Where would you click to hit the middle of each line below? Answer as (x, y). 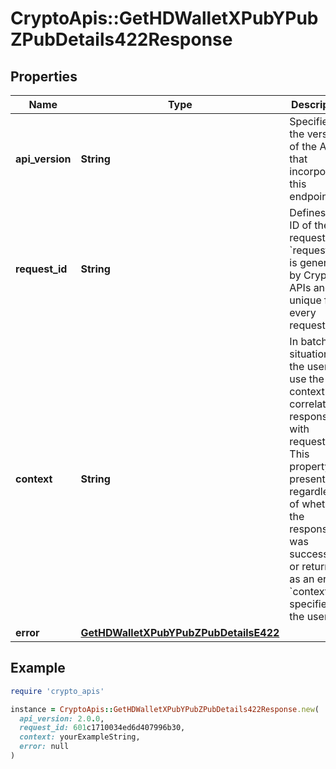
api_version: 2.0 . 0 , (62, 718)
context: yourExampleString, (80, 737)
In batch (308, 341)
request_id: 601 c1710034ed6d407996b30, (102, 728)
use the (307, 379)
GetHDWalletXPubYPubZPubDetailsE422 (180, 632)
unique (305, 300)
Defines (308, 212)
